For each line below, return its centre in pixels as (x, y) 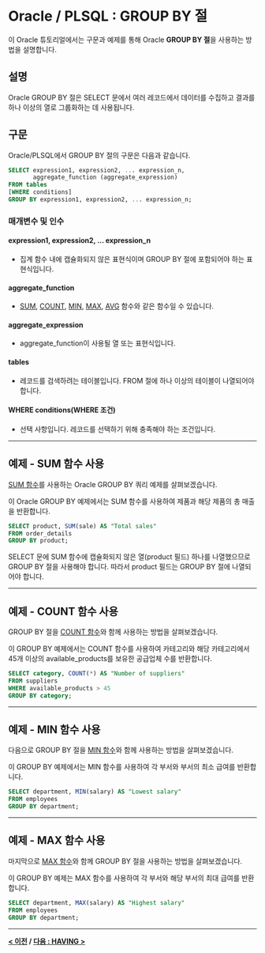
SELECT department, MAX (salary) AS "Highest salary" (97, 902)
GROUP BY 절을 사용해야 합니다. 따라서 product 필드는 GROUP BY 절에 (119, 567)
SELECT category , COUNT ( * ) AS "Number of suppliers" (97, 674)
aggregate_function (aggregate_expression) (105, 178)
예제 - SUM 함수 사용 (56, 464)
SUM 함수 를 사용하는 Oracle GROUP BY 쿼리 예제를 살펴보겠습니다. (113, 484)
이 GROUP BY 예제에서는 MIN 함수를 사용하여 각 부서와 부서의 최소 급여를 (122, 767)
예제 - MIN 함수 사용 (54, 730)
